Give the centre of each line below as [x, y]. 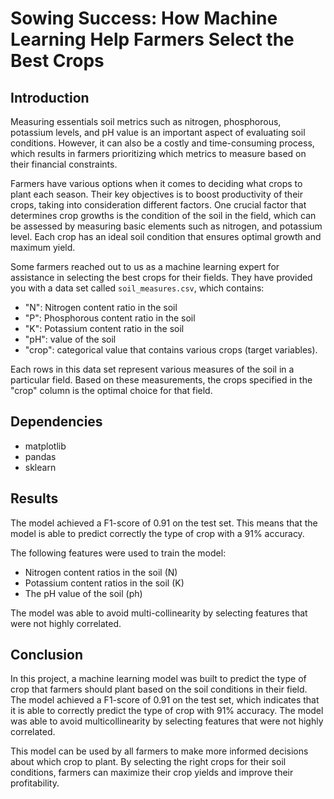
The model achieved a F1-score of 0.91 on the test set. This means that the [164, 523]
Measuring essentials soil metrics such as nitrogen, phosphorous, [146, 121]
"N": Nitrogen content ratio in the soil [101, 307]
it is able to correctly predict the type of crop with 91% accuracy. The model [167, 711]
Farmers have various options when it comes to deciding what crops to [156, 183]
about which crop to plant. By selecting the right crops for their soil [148, 762]
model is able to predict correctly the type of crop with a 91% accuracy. [157, 533]
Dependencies [56, 422]
